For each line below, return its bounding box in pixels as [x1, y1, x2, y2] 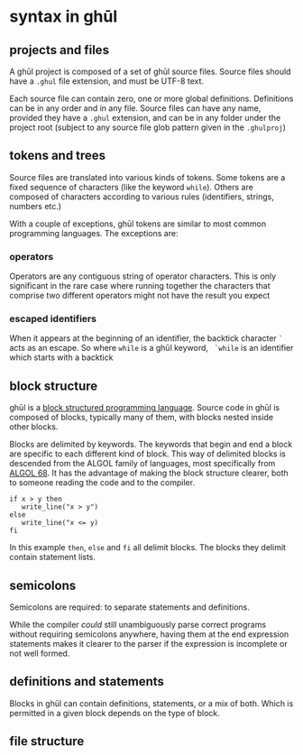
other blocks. [9, 421, 59, 432]
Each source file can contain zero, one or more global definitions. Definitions [9, 93, 294, 104]
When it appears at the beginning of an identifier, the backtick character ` [9, 333, 283, 344]
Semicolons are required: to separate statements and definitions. [9, 602, 250, 612]
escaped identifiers [9, 313, 97, 326]
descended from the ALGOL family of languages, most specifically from [9, 458, 276, 469]
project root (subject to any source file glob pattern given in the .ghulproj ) [9, 122, 286, 133]
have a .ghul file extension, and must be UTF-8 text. [9, 76, 205, 87]
